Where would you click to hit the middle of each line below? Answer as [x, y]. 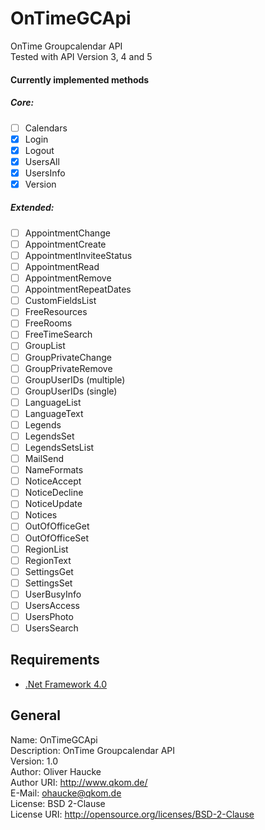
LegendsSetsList [59, 448]
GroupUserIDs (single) [71, 391]
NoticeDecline [54, 493]
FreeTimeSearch [58, 334]
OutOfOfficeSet [57, 538]
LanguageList [53, 402]
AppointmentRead [62, 267]
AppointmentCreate [65, 244]
